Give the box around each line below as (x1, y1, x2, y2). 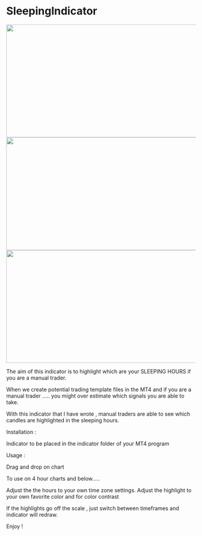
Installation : (6, 428, 37, 436)
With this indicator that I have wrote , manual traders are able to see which (6, 410, 191, 417)
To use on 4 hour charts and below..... (6, 475, 100, 482)
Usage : (6, 451, 26, 458)
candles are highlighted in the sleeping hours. (6, 416, 120, 424)
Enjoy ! (6, 522, 23, 530)
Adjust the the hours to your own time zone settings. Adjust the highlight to (6, 486, 192, 494)
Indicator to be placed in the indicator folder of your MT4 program (6, 440, 170, 447)
